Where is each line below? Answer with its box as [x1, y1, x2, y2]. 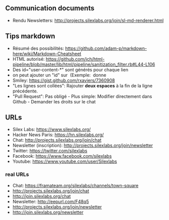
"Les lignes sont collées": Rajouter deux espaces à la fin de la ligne [12, 82, 152, 88]
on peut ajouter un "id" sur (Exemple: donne [12, 72, 107, 78]
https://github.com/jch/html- [46, 56, 105, 62]
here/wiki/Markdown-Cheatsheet [12, 50, 81, 57]
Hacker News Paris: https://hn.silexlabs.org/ [12, 132, 104, 138]
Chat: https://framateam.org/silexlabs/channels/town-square [12, 182, 139, 188]
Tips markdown [5, 32, 55, 41]
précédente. [12, 88, 38, 94]
